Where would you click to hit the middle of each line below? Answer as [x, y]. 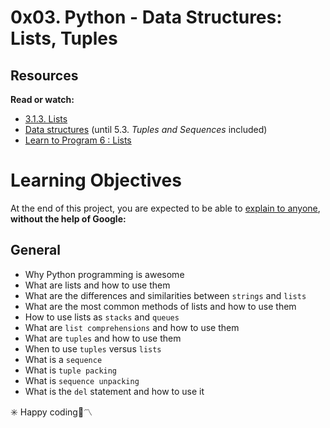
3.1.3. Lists [46, 119]
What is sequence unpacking [82, 380]
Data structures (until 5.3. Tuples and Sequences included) [146, 129]
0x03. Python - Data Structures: [146, 17]
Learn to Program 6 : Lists [78, 140]
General [36, 250]
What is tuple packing [71, 370]
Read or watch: [42, 99]
